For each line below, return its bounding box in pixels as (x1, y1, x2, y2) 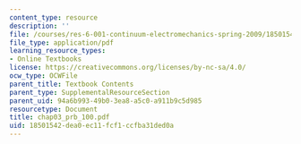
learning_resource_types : (9, 47, 106, 55)
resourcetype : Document (9, 105, 99, 114)
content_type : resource (9, 13, 99, 22)
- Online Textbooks (9, 55, 82, 64)
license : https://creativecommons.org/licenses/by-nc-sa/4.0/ (9, 64, 246, 72)
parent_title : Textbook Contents (9, 80, 134, 89)
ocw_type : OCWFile (9, 72, 78, 80)
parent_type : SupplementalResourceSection (9, 88, 170, 97)
